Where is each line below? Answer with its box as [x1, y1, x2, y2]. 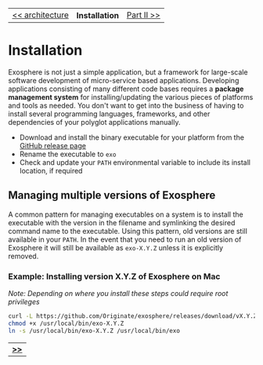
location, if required [19, 166, 83, 175]
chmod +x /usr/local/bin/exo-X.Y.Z [8, 319, 124, 327]
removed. [8, 251, 39, 261]
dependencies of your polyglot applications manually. [8, 117, 181, 126]
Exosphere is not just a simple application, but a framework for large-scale [8, 67, 248, 77]
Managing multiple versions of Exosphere [8, 188, 216, 203]
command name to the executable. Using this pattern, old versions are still [8, 226, 248, 235]
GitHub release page [19, 141, 86, 150]
